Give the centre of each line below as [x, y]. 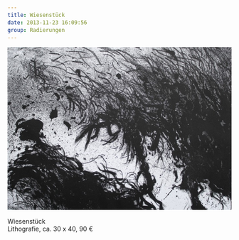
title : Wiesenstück [36, 15]
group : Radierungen [36, 30]
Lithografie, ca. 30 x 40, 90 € [51, 229]
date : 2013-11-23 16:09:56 [47, 22]
